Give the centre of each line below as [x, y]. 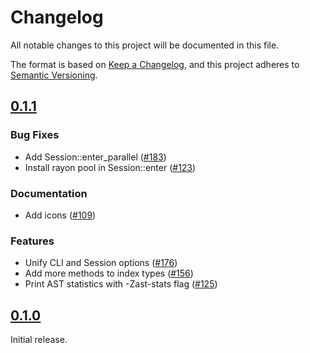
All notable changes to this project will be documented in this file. [145, 45]
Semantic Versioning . [54, 75]
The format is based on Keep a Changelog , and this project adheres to [155, 64]
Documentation [49, 193]
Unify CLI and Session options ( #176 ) [101, 263]
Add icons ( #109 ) [60, 215]
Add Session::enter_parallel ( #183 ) [95, 157]
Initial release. [39, 340]
